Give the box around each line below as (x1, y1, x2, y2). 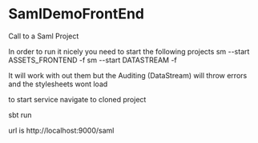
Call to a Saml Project (8, 31, 79, 41)
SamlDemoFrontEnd (8, 5, 144, 23)
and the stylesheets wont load (8, 79, 108, 89)
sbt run (8, 109, 32, 120)
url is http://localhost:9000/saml (8, 125, 115, 135)
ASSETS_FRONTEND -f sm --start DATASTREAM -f (8, 55, 178, 65)
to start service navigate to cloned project (8, 94, 147, 104)
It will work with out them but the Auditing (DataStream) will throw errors (8, 70, 248, 80)
